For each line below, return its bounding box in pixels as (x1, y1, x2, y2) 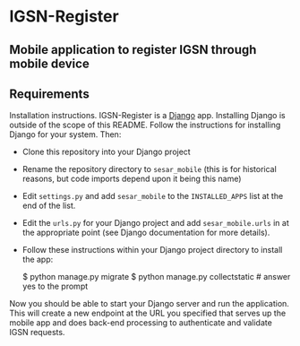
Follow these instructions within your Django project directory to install (21, 245, 283, 255)
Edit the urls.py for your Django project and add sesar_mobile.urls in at (21, 218, 289, 229)
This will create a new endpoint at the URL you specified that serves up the (9, 307, 287, 319)
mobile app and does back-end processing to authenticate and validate (9, 317, 273, 328)
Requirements (9, 86, 90, 101)
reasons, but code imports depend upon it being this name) (21, 173, 242, 185)
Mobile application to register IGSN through (9, 42, 257, 57)
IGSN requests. (9, 327, 65, 338)
